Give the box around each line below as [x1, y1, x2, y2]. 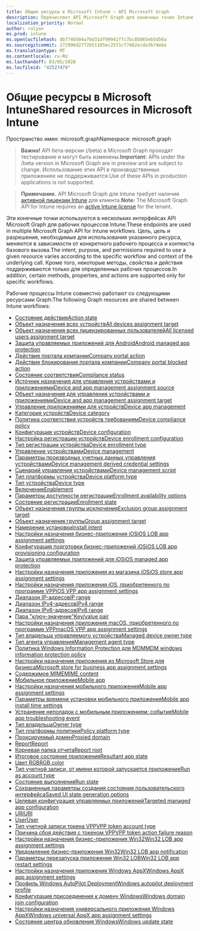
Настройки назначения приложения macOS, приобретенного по [14, 619, 179, 626]
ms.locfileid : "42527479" [6, 64, 70, 71]
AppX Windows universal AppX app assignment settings [14, 912, 152, 919]
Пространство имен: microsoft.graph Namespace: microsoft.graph [6, 135, 171, 142]
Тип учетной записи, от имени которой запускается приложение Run [14, 765, 190, 772]
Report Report [14, 740, 48, 747]
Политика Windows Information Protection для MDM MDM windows [14, 644, 182, 652]
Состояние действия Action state [14, 314, 97, 321]
